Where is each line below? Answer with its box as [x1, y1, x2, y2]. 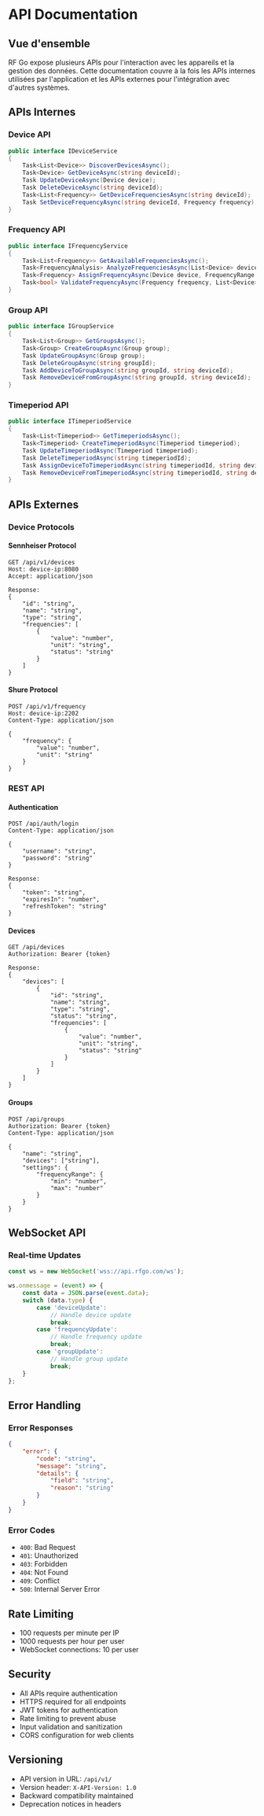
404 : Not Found [19, 1568, 68, 1577]
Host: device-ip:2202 [8, 710, 79, 718]
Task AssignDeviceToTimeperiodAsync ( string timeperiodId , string [22, 461, 241, 469]
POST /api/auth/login [8, 820, 79, 828]
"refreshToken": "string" [22, 903, 108, 911]
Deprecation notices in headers [19, 1799, 122, 1808]
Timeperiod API [8, 400, 69, 411]
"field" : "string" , [49, 1477, 114, 1485]
